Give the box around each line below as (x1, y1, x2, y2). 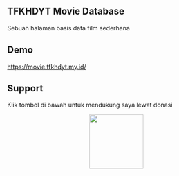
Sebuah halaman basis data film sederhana (7, 24, 130, 32)
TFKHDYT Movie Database (7, 6, 125, 17)
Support (7, 82, 44, 94)
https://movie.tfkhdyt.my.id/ (7, 62, 86, 71)
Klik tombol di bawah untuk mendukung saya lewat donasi (7, 100, 173, 109)
